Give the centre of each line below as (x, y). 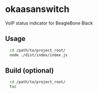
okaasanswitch (37, 9)
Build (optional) (29, 70)
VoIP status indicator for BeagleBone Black (49, 23)
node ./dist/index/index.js (39, 55)
